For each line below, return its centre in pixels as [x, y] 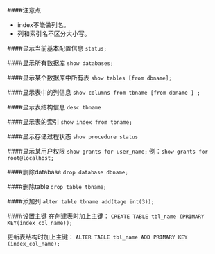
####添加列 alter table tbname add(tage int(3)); [81, 201]
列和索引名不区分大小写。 [54, 34]
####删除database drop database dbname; [68, 172]
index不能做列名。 [43, 25]
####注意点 [24, 10]
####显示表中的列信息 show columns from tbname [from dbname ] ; [104, 92]
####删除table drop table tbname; [57, 187]
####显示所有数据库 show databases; [60, 63]
